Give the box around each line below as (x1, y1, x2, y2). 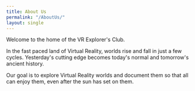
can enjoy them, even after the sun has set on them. (6, 78, 134, 85)
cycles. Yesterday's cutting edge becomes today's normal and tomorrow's (6, 54, 189, 61)
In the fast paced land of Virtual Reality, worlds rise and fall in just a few (6, 48, 182, 55)
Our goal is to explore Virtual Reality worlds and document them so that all (6, 72, 189, 79)
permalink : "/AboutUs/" (6, 14, 66, 20)
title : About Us (6, 8, 47, 15)
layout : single (6, 20, 44, 26)
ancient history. (6, 60, 45, 67)
